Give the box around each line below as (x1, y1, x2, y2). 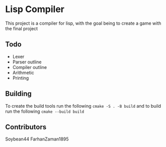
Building (5, 90, 32, 98)
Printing (12, 75, 29, 81)
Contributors (5, 122, 47, 131)
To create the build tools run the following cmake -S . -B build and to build (5, 103, 161, 109)
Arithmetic (12, 69, 34, 76)
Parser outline (12, 59, 42, 65)
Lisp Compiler (5, 4, 64, 15)
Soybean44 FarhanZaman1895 (5, 136, 69, 142)
